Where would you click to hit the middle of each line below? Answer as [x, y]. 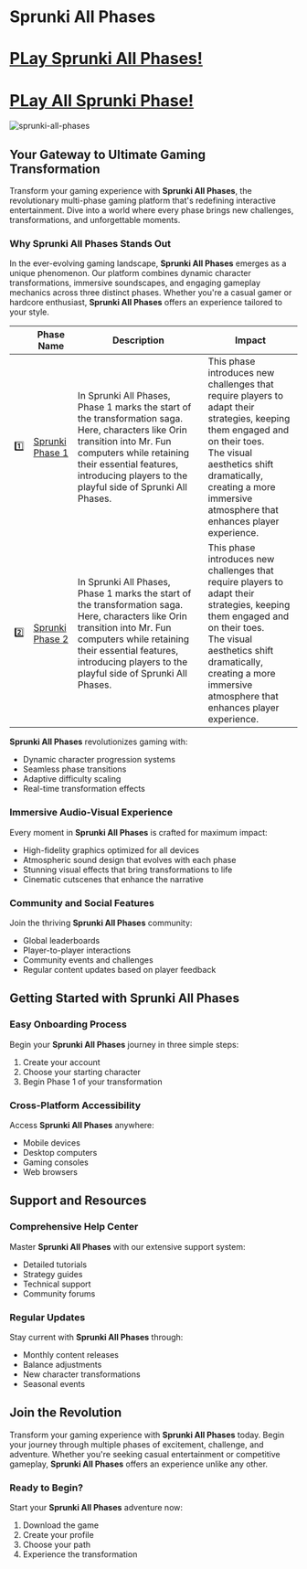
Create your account [61, 1062]
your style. [30, 312]
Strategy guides [53, 1274]
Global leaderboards [61, 941]
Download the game [60, 1525]
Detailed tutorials [55, 1265]
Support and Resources [78, 1201]
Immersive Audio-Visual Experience [91, 813]
